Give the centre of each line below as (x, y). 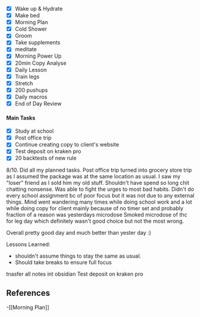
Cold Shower (31, 29)
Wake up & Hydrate (39, 9)
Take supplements (38, 43)
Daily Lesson (31, 70)
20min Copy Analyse (41, 63)
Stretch (24, 83)
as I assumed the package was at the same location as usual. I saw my (93, 177)
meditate (26, 49)
